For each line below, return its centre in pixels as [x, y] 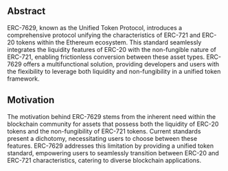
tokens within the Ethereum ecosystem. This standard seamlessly [109, 42]
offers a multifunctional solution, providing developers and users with [121, 64]
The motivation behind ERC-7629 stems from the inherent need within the [112, 116]
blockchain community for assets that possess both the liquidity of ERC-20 [113, 124]
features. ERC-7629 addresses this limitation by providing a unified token [111, 146]
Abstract [26, 11]
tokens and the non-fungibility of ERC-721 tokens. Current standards [104, 131]
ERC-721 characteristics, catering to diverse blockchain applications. [104, 160]
